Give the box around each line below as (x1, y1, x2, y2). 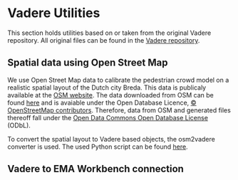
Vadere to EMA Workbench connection (7, 163, 184, 175)
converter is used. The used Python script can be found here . (7, 142, 188, 151)
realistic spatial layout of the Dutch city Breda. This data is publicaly (7, 83, 207, 92)
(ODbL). (7, 121, 31, 129)
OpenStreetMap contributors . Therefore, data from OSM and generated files (7, 105, 232, 115)
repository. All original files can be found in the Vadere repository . (7, 36, 200, 44)
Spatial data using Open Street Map (7, 57, 168, 69)
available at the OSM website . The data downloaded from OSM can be (7, 90, 214, 99)
